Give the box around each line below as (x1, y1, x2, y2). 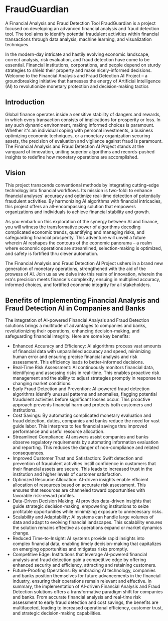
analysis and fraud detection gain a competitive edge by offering (12, 557, 146, 563)
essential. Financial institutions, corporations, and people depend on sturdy (5, 62, 161, 68)
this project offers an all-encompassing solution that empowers (5, 203, 136, 209)
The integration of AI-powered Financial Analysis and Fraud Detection (5, 317, 149, 323)
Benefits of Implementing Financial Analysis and (5, 296, 160, 305)
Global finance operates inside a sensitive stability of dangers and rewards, (5, 111, 161, 117)
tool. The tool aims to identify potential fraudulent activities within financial (5, 31, 159, 37)
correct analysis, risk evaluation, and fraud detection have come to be (5, 56, 150, 62)
